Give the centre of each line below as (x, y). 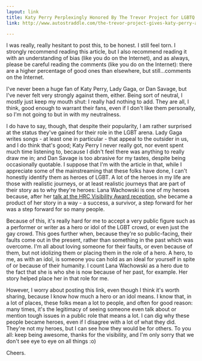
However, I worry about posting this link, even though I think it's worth (93, 290)
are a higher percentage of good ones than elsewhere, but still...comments (99, 71)
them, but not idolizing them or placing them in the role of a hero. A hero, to (99, 253)
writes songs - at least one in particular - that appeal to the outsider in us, (97, 139)
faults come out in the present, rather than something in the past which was (100, 240)
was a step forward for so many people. (56, 209)
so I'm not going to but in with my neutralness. (64, 114)
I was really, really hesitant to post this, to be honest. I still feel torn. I (91, 45)
